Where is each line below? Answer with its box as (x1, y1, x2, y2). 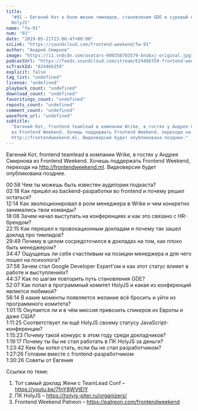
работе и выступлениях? (6, 269, 69, 276)
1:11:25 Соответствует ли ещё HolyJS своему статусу (6, 319, 140, 326)
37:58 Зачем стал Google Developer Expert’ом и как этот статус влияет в (6, 262, 189, 269)
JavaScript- (140, 319, 169, 326)
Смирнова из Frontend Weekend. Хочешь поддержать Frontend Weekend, (6, 157, 190, 164)
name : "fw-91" (6, 25, 41, 31)
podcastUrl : (6, 58, 35, 64)
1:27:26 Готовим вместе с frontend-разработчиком (6, 350, 134, 357)
